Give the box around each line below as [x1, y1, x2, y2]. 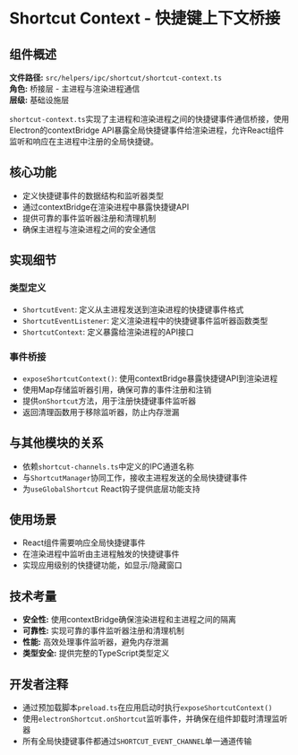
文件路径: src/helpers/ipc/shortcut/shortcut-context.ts [9, 73, 222, 82]
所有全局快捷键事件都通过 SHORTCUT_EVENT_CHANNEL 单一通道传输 [21, 736, 252, 747]
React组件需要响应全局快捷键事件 [21, 537, 146, 548]
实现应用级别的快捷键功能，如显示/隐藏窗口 [21, 560, 183, 570]
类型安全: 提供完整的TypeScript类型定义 [21, 647, 170, 659]
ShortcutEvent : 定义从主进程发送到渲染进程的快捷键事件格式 [21, 304, 244, 315]
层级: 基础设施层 [9, 95, 70, 105]
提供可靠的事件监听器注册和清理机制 [21, 213, 157, 223]
